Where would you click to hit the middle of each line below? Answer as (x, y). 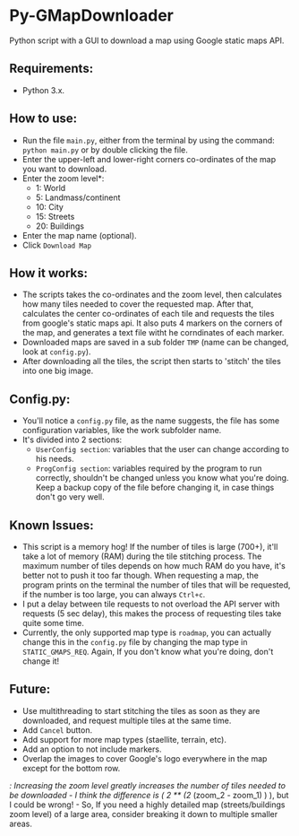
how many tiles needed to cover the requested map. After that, (138, 304)
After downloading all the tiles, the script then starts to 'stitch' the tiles (152, 361)
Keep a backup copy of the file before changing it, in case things (155, 488)
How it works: (48, 273)
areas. (21, 823)
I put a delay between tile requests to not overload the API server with (151, 604)
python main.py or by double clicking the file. (105, 150)
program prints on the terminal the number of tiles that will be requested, (156, 585)
